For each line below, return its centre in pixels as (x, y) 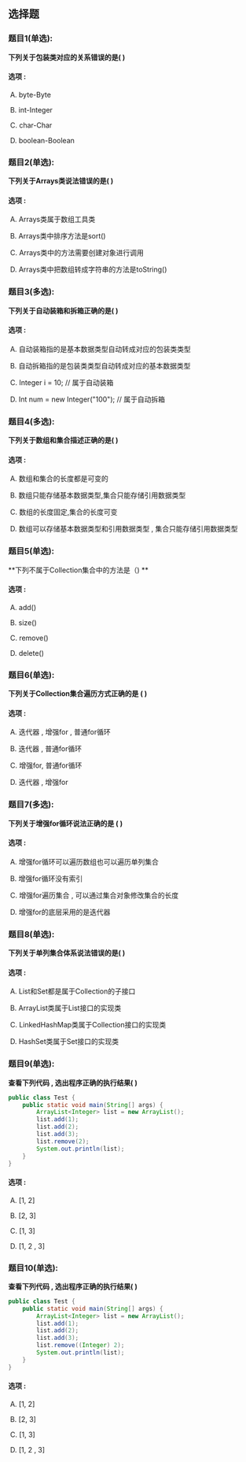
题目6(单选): (31, 675)
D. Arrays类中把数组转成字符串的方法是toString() (88, 269)
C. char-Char (31, 125)
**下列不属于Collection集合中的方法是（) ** (79, 570)
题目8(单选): (31, 934)
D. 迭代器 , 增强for (39, 783)
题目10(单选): (33, 1268)
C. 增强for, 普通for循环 (46, 765)
